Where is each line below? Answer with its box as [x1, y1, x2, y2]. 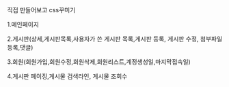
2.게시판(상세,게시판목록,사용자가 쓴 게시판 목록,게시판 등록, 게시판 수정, [7, 35, 199, 43]
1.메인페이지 [7, 20, 40, 29]
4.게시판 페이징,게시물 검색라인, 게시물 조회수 [7, 72, 128, 80]
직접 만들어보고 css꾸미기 [7, 6, 76, 14]
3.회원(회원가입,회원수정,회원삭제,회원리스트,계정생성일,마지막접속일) [7, 58, 191, 66]
